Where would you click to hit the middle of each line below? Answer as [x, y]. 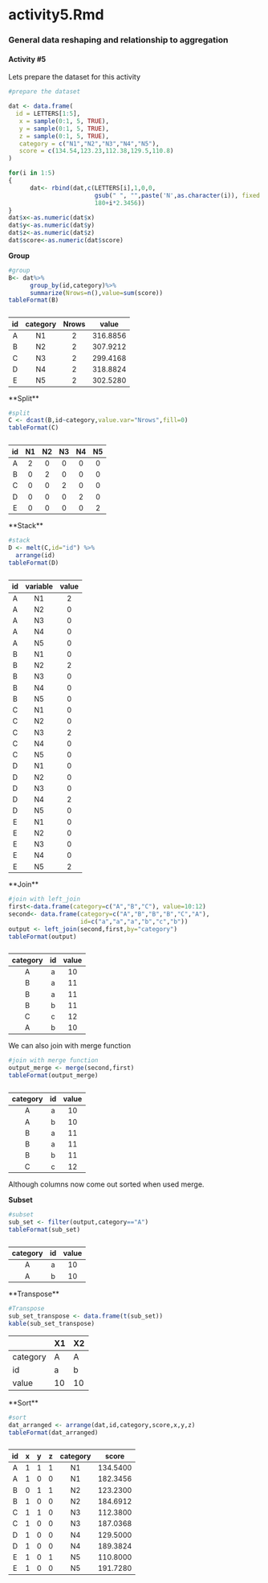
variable [39, 586]
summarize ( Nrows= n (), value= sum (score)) [96, 293]
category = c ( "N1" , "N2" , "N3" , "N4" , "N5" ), [89, 144]
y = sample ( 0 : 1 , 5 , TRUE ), [64, 129]
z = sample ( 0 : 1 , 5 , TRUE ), [64, 136]
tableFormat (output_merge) [53, 1075]
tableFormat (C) [34, 428]
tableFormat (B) [34, 300]
